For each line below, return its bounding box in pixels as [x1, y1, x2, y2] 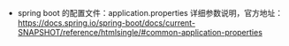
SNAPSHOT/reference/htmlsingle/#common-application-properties [17, 27, 263, 37]
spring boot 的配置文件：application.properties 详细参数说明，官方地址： [17, 8, 284, 18]
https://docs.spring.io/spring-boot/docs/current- [17, 18, 196, 28]
